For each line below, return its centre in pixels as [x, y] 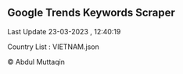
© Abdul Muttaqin [36, 62]
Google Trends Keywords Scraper [91, 13]
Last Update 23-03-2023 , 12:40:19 [64, 31]
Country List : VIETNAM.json [53, 47]
